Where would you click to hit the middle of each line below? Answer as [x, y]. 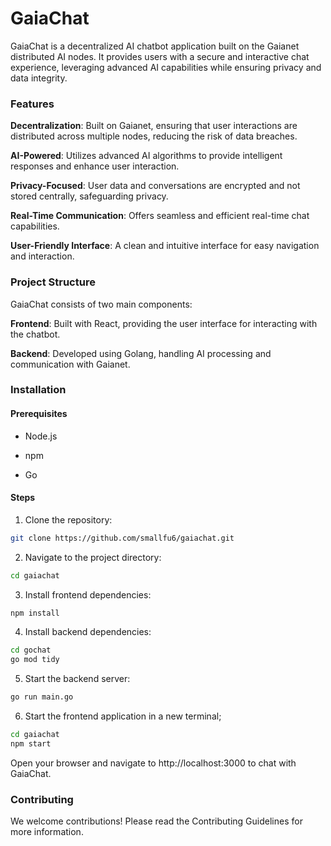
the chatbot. [35, 334]
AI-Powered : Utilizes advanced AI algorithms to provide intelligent [146, 156]
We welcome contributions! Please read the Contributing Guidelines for [156, 821]
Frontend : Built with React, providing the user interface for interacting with [164, 323]
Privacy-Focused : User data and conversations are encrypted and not [155, 186]
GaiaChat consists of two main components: [101, 304]
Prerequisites [39, 414]
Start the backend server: [77, 679]
